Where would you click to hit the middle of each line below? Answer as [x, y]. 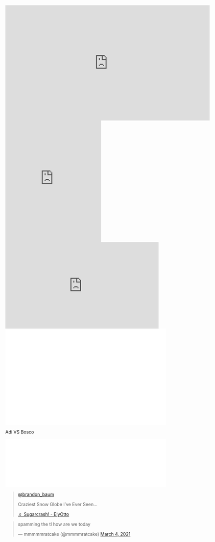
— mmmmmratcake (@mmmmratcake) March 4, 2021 [74, 534]
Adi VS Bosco [20, 432]
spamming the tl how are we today [54, 524]
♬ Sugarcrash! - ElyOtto [43, 514]
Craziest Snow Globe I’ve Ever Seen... [58, 504]
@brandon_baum [36, 494]
